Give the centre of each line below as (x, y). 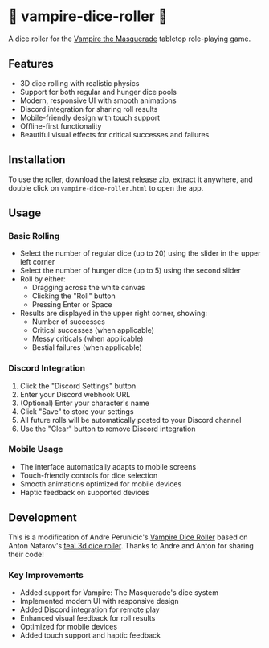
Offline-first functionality (61, 126)
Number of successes (69, 322)
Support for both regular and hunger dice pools (98, 92)
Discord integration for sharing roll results (89, 109)
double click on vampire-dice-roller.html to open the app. (106, 187)
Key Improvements (46, 575)
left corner (37, 262)
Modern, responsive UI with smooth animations (98, 100)
